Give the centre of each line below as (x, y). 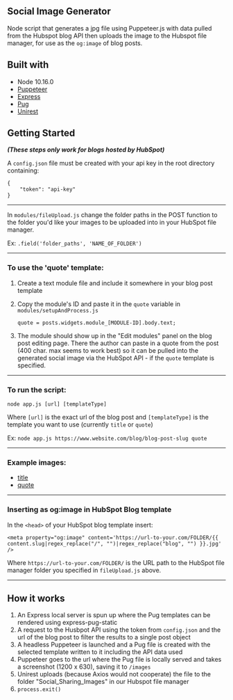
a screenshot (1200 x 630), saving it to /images (84, 667)
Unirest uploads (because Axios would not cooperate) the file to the (114, 674)
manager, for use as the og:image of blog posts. (75, 43)
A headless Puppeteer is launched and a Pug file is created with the (114, 645)
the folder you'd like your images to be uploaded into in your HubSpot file (112, 223)
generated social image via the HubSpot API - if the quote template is (116, 358)
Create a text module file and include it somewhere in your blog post (115, 283)
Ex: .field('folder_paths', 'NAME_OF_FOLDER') (75, 244)
